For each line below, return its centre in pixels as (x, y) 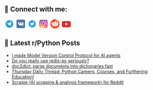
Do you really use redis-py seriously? (50, 61)
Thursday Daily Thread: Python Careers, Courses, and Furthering (80, 71)
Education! (23, 77)
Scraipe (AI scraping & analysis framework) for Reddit (68, 82)
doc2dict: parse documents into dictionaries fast (62, 66)
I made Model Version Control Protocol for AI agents (66, 55)
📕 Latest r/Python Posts (42, 43)
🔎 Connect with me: (36, 9)
